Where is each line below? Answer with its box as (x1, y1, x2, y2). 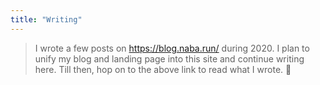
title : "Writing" (10, 14, 83, 25)
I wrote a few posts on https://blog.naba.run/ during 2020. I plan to (34, 42, 310, 54)
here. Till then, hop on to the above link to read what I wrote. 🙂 (34, 63, 292, 75)
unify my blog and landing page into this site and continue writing (34, 52, 305, 65)
